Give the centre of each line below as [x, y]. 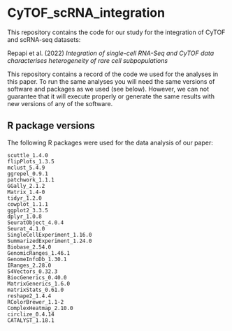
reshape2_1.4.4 [29, 296]
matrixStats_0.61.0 [36, 290]
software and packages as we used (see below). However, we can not [108, 89]
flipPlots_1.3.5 [31, 161]
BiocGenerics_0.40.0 [37, 277]
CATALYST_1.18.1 [31, 320]
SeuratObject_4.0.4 [36, 222]
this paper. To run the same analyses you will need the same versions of [111, 81]
